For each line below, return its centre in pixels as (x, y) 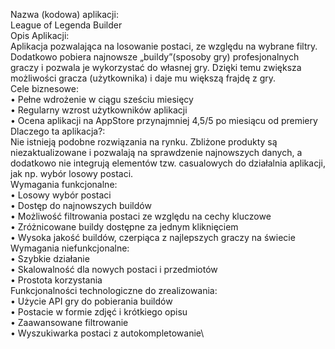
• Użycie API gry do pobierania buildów (91, 301)
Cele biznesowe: (44, 88)
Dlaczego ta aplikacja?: (58, 131)
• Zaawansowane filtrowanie (69, 322)
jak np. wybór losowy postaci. (72, 173)
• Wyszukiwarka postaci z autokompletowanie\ (107, 333)
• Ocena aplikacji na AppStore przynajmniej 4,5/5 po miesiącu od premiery (164, 120)
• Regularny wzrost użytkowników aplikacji (99, 110)
